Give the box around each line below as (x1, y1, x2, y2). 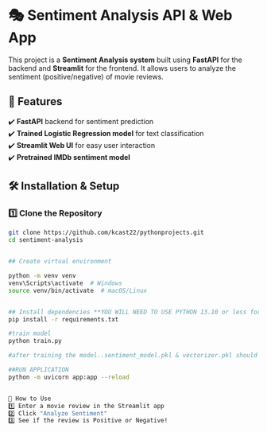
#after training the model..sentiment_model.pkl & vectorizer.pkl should (8, 352, 258, 360)
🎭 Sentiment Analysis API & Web (8, 6, 233, 25)
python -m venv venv (8, 272, 77, 280)
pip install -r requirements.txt (8, 315, 119, 323)
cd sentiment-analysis (8, 236, 83, 244)
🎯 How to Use (8, 395, 52, 403)
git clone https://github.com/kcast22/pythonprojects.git (8, 228, 204, 237)
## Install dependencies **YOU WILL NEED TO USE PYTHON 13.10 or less (8, 308, 247, 316)
